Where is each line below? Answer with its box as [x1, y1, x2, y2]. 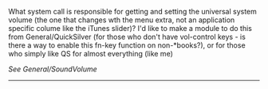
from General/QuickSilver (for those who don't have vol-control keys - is [8, 32, 246, 41]
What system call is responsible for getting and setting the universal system [8, 7, 258, 16]
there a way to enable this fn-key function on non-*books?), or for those [8, 41, 246, 50]
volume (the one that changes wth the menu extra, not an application [8, 15, 235, 25]
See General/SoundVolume [8, 64, 97, 74]
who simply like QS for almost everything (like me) [8, 49, 173, 58]
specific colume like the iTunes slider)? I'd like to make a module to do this [8, 24, 253, 33]
